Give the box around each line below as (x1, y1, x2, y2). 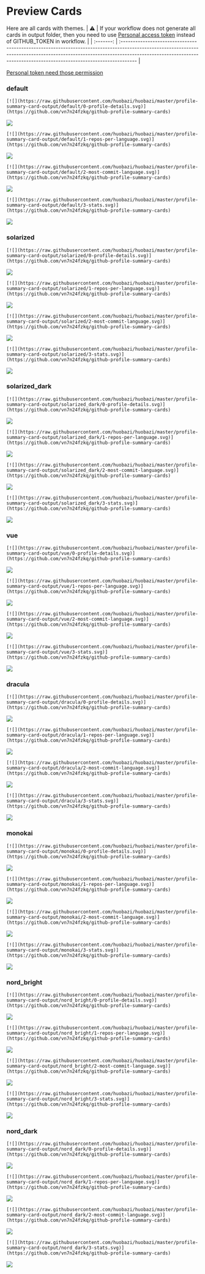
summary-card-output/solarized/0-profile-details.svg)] (6, 252, 152, 258)
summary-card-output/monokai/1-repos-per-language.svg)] (6, 881, 155, 887)
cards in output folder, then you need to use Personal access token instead (6, 31, 195, 38)
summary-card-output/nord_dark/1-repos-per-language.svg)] (6, 1179, 160, 1185)
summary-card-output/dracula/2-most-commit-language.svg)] (6, 765, 160, 771)
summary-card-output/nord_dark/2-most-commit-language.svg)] (6, 1212, 166, 1218)
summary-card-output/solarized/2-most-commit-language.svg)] (6, 318, 166, 324)
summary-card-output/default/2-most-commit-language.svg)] (6, 170, 160, 176)
